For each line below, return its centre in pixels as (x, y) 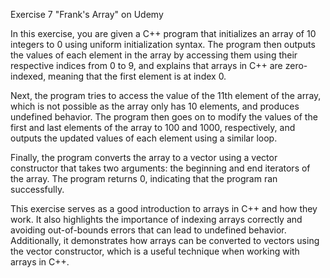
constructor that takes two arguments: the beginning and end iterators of (160, 168)
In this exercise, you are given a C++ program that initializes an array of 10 (163, 33)
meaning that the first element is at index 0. (137, 76)
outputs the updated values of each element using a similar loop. (144, 138)
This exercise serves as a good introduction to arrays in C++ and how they (164, 208)
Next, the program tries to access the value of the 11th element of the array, (166, 95)
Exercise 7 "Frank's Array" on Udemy (87, 14)
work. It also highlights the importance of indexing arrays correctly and (156, 219)
